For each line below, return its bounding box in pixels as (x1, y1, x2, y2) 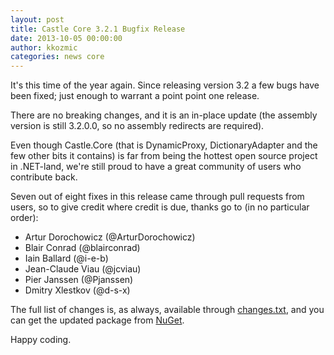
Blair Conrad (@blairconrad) (24, 242, 141, 254)
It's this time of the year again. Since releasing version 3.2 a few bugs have (10, 79, 320, 91)
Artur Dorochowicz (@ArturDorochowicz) (24, 231, 196, 243)
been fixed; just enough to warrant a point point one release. (10, 90, 260, 102)
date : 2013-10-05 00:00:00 (10, 33, 123, 43)
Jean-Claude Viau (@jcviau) (24, 263, 142, 275)
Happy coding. (10, 334, 72, 346)
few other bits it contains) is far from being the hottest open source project (10, 150, 318, 162)
